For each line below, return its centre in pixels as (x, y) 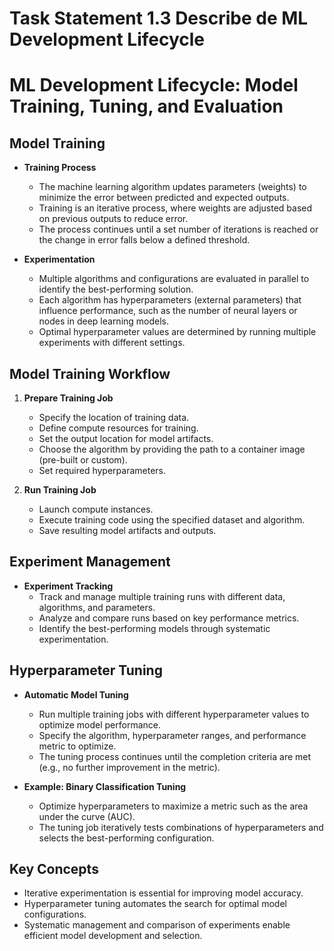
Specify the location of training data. (114, 417)
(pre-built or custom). (83, 460)
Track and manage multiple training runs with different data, (162, 596)
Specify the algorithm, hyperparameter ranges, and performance (172, 735)
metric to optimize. (77, 746)
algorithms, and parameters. (97, 607)
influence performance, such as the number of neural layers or (168, 311)
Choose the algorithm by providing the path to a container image (172, 449)
